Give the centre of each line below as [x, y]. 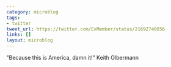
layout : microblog [30, 40]
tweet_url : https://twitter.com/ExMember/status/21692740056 [86, 29]
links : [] [19, 35]
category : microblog [33, 12]
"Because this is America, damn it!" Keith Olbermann [73, 58]
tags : [13, 18]
